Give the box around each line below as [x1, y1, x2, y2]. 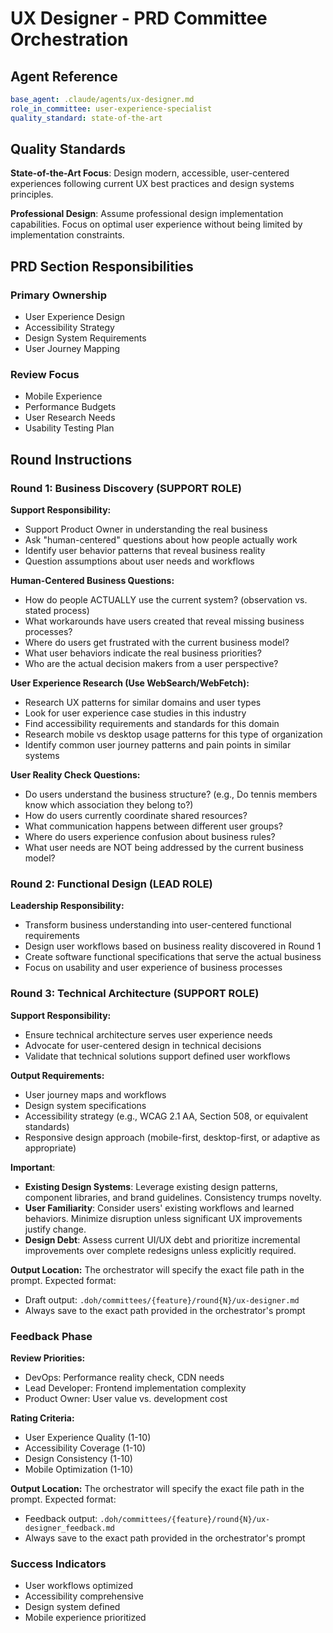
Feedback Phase [10, 1329, 93, 1343]
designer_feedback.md [24, 1523, 115, 1533]
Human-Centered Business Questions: [10, 575, 175, 587]
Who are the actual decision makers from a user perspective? [24, 658, 279, 670]
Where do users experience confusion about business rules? [24, 831, 276, 843]
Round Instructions [10, 451, 133, 468]
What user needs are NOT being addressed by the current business [24, 842, 304, 854]
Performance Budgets [24, 401, 117, 413]
